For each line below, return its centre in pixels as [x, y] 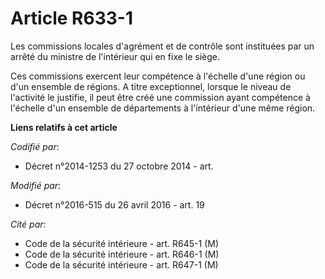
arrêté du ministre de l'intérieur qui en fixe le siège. [115, 56]
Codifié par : [35, 146]
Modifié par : [36, 185]
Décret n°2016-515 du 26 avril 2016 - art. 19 [114, 204]
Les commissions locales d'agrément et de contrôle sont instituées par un [162, 46]
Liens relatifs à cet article [64, 127]
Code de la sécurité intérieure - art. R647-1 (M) [121, 264]
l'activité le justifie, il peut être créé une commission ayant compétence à [160, 97]
